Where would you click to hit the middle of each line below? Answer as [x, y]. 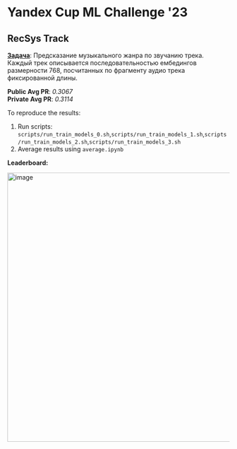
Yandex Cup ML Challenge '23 [98, 12]
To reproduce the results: [44, 113]
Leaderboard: [28, 163]
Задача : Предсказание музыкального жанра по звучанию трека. [106, 55]
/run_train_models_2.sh [53, 142]
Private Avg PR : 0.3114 [40, 99]
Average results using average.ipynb [71, 149]
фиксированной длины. [42, 78]
